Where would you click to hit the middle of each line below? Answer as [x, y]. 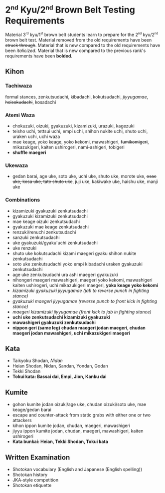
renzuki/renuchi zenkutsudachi [44, 232]
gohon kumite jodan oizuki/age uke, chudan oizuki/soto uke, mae [79, 404]
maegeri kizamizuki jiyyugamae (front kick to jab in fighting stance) [82, 311]
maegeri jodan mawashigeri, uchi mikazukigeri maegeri [71, 333]
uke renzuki [24, 248]
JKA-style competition [35, 480]
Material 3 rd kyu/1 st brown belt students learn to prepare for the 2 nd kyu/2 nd [82, 34]
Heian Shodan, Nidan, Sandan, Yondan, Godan [60, 366]
